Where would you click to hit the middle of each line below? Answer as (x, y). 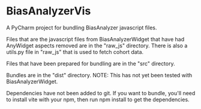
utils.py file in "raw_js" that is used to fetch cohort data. (75, 52)
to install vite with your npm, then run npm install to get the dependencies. (98, 99)
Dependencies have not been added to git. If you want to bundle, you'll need (101, 93)
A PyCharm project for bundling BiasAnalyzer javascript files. (82, 28)
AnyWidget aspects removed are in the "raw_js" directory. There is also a (97, 46)
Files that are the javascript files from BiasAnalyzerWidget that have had (95, 39)
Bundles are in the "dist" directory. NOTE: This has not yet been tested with (99, 75)
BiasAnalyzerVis (49, 11)
